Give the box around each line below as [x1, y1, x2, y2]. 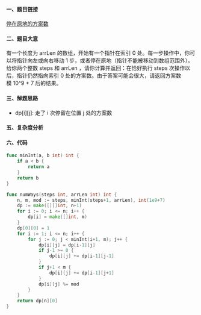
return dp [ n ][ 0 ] [17, 298, 58, 304]
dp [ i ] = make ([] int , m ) [28, 214, 87, 220]
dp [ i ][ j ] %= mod [38, 281, 79, 287]
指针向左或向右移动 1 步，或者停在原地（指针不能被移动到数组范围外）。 [16, 57, 194, 64]
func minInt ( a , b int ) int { [6, 152, 79, 159]
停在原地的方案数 [6, 20, 49, 27]
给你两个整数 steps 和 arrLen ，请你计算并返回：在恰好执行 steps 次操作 [6, 64, 185, 72]
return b [17, 175, 39, 181]
